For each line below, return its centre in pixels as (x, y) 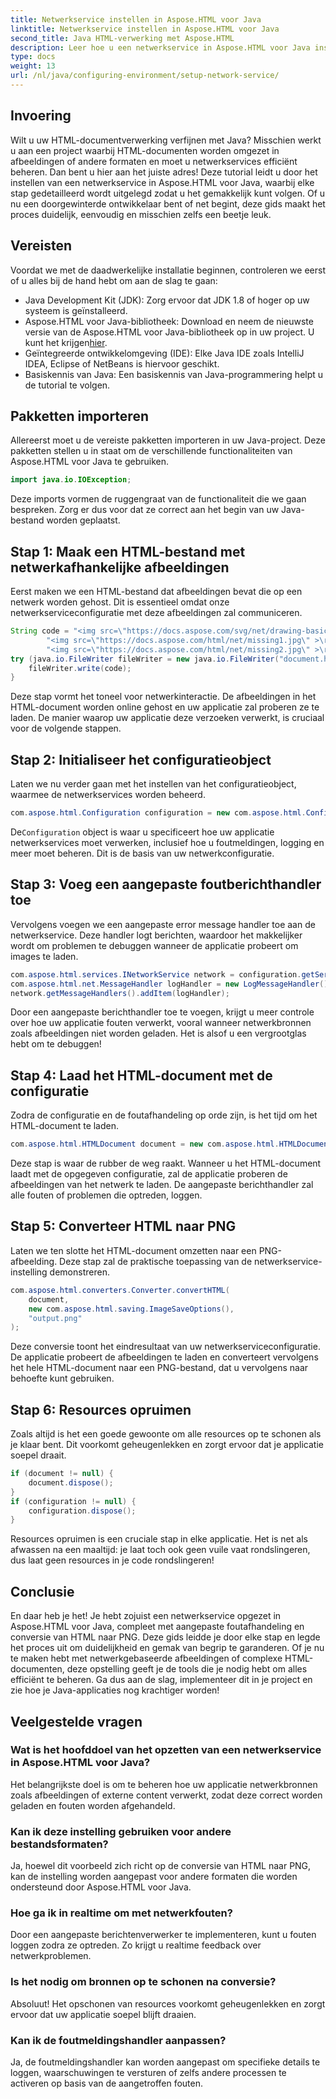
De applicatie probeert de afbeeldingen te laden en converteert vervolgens (164, 1357)
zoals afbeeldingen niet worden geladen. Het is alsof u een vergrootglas (158, 1033)
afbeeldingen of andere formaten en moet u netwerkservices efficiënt (154, 161)
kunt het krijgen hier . (66, 342)
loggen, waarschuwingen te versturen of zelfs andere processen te (148, 2072)
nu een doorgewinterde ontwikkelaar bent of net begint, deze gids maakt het (168, 203)
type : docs (33, 57)
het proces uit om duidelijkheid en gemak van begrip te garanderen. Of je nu (167, 1648)
